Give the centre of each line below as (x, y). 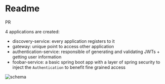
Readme (22, 9)
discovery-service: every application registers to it (63, 41)
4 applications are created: (33, 31)
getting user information (37, 56)
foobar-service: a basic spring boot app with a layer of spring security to (86, 62)
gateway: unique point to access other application (63, 46)
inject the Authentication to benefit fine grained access (69, 67)
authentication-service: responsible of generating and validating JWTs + (86, 52)
